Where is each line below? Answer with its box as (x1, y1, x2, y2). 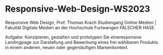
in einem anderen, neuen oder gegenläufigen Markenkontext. (5, 44, 129, 50)
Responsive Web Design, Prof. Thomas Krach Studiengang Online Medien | (5, 19, 157, 25)
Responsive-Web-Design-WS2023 (5, 3, 150, 15)
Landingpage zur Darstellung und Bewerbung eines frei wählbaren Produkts (5, 39, 158, 45)
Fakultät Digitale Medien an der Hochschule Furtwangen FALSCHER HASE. (5, 24, 156, 30)
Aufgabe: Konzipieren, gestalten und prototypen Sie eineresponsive (5, 34, 142, 40)
